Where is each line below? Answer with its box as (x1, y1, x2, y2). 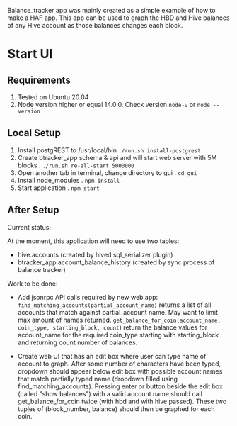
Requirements (7, 74, 71, 86)
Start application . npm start (17, 184, 100, 192)
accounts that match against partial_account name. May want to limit (17, 308, 218, 316)
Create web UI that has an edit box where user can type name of (17, 352, 207, 360)
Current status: (7, 223, 52, 231)
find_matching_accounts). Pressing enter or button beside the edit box (17, 382, 223, 391)
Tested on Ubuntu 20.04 (17, 93, 89, 101)
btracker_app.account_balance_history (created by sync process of (17, 258, 215, 267)
